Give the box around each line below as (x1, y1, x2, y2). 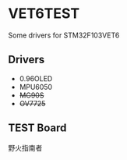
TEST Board (8, 122, 67, 135)
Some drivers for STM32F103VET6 (8, 30, 120, 40)
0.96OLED (19, 73, 53, 83)
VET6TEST (8, 5, 80, 23)
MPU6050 (19, 82, 53, 91)
